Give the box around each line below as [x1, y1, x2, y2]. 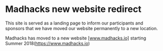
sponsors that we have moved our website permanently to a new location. [5, 25, 158, 31]
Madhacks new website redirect [5, 3, 141, 15]
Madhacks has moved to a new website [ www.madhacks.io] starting [5, 35, 146, 41]
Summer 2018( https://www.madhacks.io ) [5, 40, 90, 46]
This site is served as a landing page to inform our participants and [5, 20, 143, 26]
